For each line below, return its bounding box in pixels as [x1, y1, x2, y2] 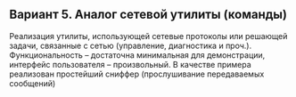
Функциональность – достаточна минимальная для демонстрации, [9, 49, 266, 61]
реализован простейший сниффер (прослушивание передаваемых [9, 69, 265, 79]
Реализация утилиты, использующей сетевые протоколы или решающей [9, 30, 288, 41]
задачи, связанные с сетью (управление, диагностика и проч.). [9, 40, 252, 51]
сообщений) [9, 77, 56, 88]
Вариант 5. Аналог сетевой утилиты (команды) [9, 7, 288, 22]
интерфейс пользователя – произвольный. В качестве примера [9, 59, 251, 69]
